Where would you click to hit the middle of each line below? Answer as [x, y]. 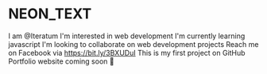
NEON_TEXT [50, 14]
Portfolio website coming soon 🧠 [61, 61]
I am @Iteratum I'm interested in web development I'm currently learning [127, 36]
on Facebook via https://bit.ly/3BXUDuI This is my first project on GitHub [127, 53]
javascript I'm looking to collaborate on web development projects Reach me [133, 44]
